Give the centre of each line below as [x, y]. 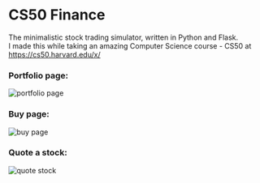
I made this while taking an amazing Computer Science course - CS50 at [130, 45]
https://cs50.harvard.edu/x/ [54, 54]
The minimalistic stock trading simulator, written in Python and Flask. [123, 37]
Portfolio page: [39, 75]
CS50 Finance [57, 15]
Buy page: [29, 114]
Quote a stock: [38, 153]
